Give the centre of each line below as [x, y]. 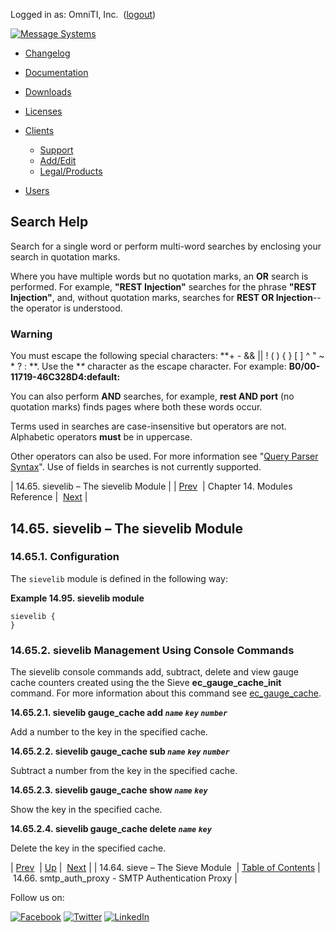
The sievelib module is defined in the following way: [119, 578]
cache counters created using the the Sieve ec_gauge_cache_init [146, 683]
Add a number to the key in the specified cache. [109, 732]
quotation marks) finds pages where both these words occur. [136, 407]
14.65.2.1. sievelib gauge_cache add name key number [119, 713]
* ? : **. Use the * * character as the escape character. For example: [148, 366]
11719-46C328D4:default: [65, 377]
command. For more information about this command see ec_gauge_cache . [166, 693]
